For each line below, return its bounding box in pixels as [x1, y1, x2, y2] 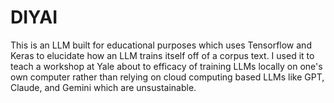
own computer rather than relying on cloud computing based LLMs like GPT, [10, 71, 325, 83]
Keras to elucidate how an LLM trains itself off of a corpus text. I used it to [10, 49, 315, 61]
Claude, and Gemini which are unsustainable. [10, 81, 197, 93]
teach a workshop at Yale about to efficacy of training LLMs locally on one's [10, 60, 323, 72]
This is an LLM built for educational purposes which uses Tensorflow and [10, 39, 312, 51]
